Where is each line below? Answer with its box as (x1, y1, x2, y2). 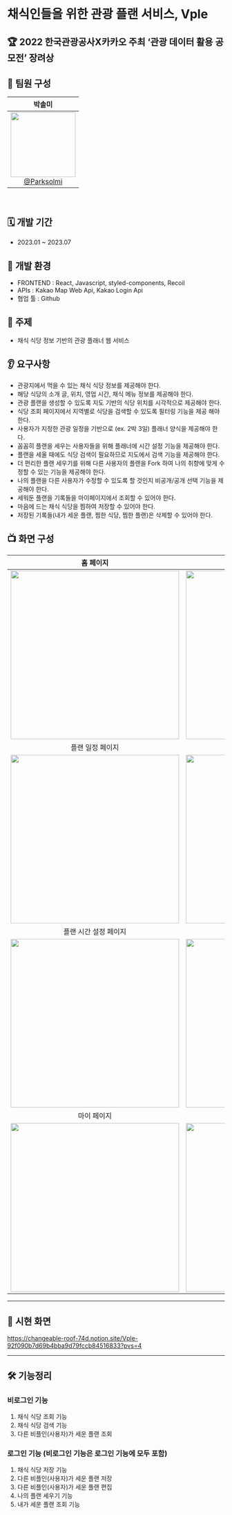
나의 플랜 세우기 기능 (17, 1491, 73, 1500)
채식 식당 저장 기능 (17, 1466, 68, 1474)
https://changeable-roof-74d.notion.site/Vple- (7, 1334, 138, 1343)
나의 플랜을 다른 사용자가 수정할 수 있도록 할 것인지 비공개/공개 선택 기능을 (17, 476, 217, 484)
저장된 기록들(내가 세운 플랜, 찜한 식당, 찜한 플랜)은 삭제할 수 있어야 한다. (17, 511, 213, 519)
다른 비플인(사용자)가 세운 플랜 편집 (17, 1483, 113, 1491)
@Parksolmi (23, 177, 63, 187)
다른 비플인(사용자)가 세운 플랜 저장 (17, 1474, 113, 1482)
